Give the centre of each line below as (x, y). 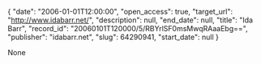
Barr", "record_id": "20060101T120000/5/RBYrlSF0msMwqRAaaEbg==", (128, 28)
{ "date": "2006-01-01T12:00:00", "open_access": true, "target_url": (120, 12)
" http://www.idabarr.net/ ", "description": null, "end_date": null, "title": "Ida (130, 20)
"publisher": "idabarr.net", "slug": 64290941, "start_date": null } (113, 37)
